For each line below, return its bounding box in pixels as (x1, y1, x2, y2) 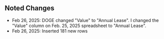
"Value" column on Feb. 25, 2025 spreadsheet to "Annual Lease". (11, 22, 146, 28)
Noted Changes (4, 4, 54, 12)
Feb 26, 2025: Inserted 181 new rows (11, 27, 88, 34)
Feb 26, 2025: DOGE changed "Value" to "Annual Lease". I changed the (11, 17, 159, 23)
